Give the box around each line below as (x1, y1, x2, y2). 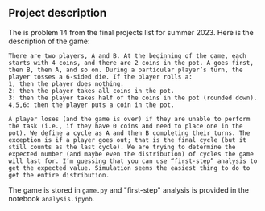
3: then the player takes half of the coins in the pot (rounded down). (8, 94, 258, 102)
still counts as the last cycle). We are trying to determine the (8, 143, 236, 151)
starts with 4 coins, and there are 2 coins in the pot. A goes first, (8, 59, 254, 67)
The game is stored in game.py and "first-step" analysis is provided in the (8, 185, 250, 195)
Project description (8, 6, 107, 20)
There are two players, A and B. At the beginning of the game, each (8, 51, 247, 59)
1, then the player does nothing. (8, 79, 125, 87)
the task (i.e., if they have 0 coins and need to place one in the (8, 122, 243, 130)
